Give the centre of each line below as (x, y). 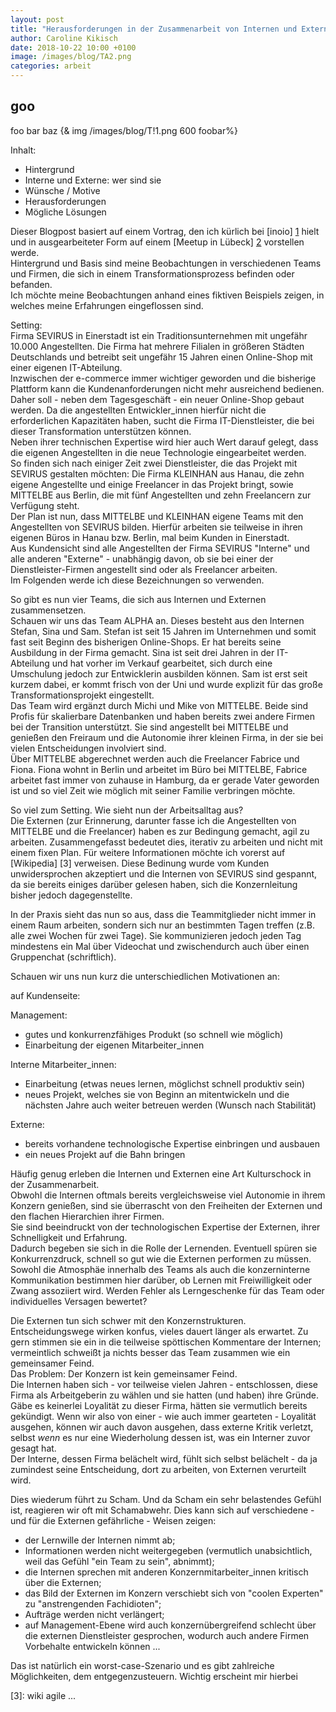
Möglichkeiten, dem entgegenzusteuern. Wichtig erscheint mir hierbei (154, 1676)
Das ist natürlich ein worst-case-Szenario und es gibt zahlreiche (142, 1665)
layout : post (37, 19)
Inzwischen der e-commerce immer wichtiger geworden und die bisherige (163, 378)
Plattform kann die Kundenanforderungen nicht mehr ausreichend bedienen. (167, 388)
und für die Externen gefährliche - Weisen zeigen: (113, 1520)
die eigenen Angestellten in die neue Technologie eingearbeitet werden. (158, 452)
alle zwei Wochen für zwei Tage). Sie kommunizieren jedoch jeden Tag (156, 935)
